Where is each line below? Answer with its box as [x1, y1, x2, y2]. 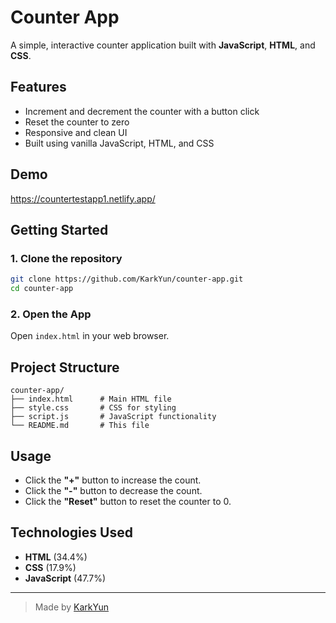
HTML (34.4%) [24, 551, 88, 563]
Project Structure [10, 359, 120, 376]
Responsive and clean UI [24, 126, 128, 138]
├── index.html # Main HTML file [10, 394, 172, 405]
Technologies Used [10, 524, 133, 541]
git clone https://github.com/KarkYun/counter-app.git [10, 274, 244, 285]
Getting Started [10, 221, 109, 238]
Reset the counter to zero [24, 116, 130, 128]
